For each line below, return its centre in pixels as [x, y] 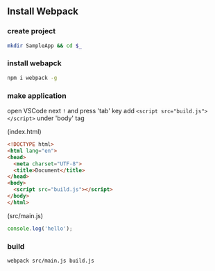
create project [32, 31]
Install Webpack [43, 11]
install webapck [34, 63]
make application [37, 95]
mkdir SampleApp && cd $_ [44, 46]
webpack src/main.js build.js [51, 261]
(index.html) [24, 132]
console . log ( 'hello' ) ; [40, 229]
